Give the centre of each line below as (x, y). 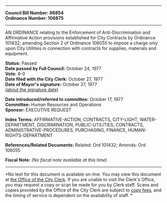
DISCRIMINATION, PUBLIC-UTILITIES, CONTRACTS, (90, 125)
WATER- (148, 119)
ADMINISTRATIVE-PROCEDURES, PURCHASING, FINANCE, (66, 130)
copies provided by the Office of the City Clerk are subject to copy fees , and (83, 190)
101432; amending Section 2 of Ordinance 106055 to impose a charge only (82, 43)
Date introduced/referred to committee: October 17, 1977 (64, 99)
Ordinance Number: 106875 (34, 18)
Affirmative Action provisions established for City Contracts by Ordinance (80, 38)
